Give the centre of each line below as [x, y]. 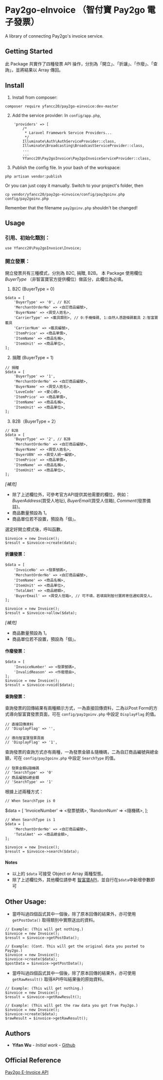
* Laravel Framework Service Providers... [68, 133]
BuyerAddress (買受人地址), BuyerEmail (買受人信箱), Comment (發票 [79, 500]
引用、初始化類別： [27, 238]
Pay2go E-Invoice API [27, 1072]
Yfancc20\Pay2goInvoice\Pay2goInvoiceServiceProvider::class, [87, 158]
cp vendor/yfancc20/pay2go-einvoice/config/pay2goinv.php [65, 194]
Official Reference [33, 1060]
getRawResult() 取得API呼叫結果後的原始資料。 [59, 979]
